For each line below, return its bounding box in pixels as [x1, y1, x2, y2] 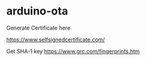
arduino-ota [6, 4, 68, 18]
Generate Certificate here [6, 24, 71, 31]
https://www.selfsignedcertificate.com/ [6, 36, 105, 43]
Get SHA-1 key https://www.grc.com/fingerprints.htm [6, 47, 140, 55]
